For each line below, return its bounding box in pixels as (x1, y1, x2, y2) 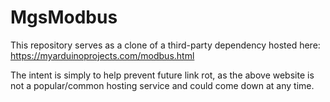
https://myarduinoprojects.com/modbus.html (10, 49, 195, 61)
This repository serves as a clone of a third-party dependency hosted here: (10, 39, 321, 51)
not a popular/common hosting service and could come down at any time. (10, 79, 315, 91)
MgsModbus (10, 6, 118, 29)
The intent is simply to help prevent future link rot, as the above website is (10, 69, 315, 81)
